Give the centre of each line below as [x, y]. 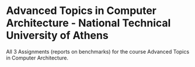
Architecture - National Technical [88, 23]
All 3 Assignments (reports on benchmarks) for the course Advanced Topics [98, 51]
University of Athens [58, 36]
